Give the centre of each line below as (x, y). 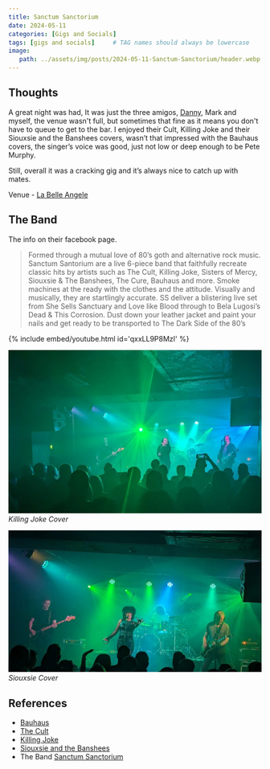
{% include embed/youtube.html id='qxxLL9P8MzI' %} (99, 338)
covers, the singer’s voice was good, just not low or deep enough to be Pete (134, 146)
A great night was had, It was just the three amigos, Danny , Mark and (123, 112)
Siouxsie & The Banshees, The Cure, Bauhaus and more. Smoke (134, 280)
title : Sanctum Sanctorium (53, 17)
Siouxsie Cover (33, 678)
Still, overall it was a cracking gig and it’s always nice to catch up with (123, 170)
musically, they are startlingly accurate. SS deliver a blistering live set (143, 297)
